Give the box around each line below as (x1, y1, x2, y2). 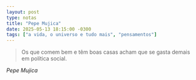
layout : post (6, 9, 40, 15)
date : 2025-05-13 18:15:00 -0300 (6, 26, 92, 32)
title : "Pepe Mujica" (6, 20, 62, 26)
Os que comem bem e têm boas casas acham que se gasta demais (21, 48, 191, 56)
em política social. (21, 55, 67, 62)
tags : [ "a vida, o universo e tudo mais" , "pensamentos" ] (6, 32, 157, 38)
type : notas (6, 15, 37, 21)
